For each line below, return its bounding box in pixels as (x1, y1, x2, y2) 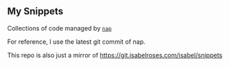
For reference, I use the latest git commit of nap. (7, 38, 146, 46)
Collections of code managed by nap (7, 24, 112, 32)
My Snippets (7, 6, 64, 17)
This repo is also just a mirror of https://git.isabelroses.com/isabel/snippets (7, 51, 223, 59)
